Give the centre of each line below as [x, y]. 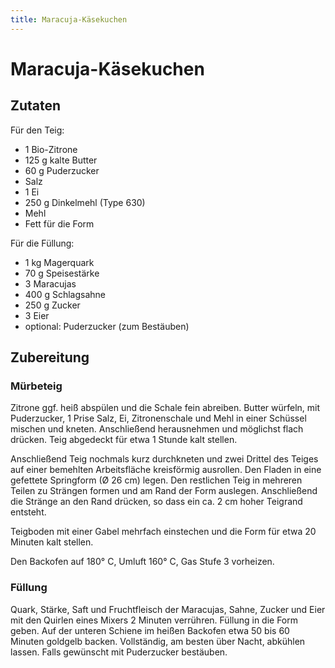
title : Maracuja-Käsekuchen [69, 19]
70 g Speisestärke [62, 273]
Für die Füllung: [42, 243]
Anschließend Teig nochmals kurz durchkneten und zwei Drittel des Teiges [164, 459]
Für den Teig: [37, 130]
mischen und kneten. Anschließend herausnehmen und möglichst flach [157, 429]
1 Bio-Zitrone [51, 149]
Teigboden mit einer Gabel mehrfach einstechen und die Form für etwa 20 [163, 532]
